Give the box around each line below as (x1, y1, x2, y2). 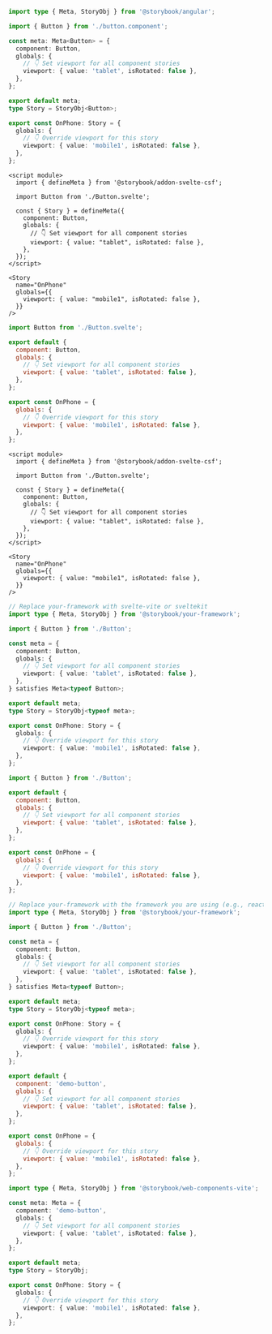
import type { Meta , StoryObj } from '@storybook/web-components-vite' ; (8, 1185, 259, 1193)
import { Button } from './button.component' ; (8, 22, 168, 30)
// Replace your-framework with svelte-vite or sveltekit (8, 603, 208, 611)
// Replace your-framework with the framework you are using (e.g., (8, 901, 244, 909)
